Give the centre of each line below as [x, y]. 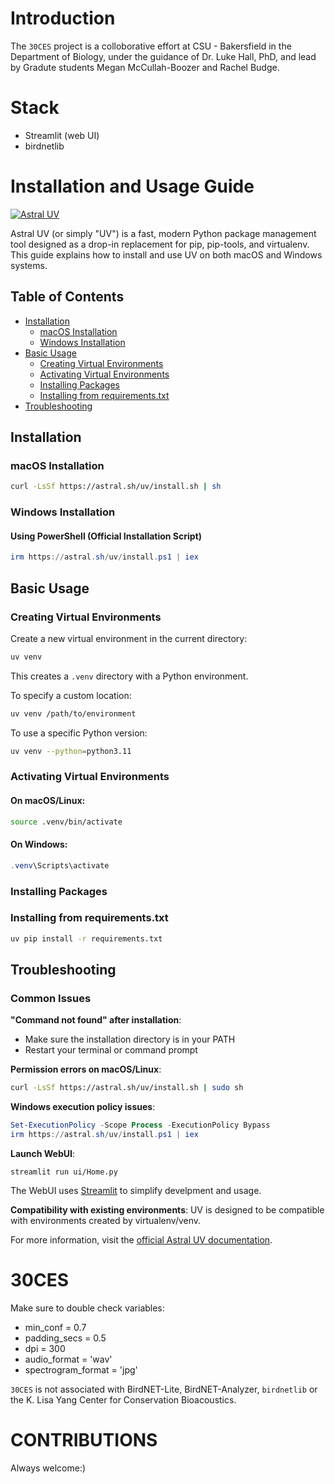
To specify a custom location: [71, 695]
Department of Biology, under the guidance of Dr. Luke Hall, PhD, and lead [163, 56]
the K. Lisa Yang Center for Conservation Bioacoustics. [123, 1399]
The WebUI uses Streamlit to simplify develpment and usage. [136, 1190]
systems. [29, 265]
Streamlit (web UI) [62, 135]
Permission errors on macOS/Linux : [86, 1069]
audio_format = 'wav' [68, 1359]
